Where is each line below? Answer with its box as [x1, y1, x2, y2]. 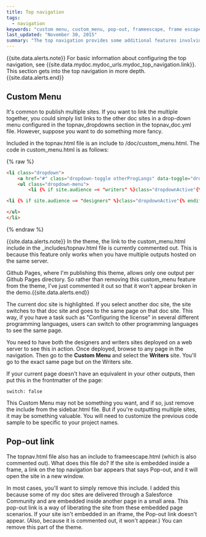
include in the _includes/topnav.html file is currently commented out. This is [6, 244, 197, 252]
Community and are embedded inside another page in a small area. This [6, 497, 189, 504]
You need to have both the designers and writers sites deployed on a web [6, 338, 193, 346]
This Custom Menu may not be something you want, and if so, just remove [6, 399, 194, 406]
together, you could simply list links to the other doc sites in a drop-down [6, 114, 191, 122]
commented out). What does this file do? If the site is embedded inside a [6, 459, 190, 466]
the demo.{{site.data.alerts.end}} [6, 288, 90, 296]
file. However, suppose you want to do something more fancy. [6, 127, 163, 135]
